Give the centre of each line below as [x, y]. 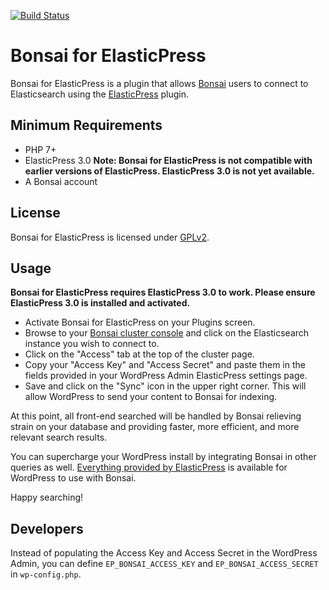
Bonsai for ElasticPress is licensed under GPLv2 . [110, 237]
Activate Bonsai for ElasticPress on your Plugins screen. [140, 322]
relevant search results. [59, 437]
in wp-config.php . [46, 574]
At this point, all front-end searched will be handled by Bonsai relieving [156, 416]
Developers [47, 528]
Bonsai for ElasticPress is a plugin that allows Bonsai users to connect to [159, 83]
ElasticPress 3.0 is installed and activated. [100, 303]
